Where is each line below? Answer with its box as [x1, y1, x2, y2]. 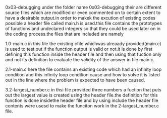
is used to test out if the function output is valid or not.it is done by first [5, 46, 153, 52]
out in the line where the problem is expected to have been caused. [5, 77, 145, 83]
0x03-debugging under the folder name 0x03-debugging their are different [5, 5, 162, 10]
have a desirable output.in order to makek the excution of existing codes [5, 15, 155, 21]
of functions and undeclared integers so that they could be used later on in [5, 26, 161, 32]
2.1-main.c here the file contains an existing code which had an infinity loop [5, 66, 162, 72]
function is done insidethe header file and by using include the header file [5, 97, 159, 103]
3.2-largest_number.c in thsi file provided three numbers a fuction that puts [5, 87, 161, 92]
